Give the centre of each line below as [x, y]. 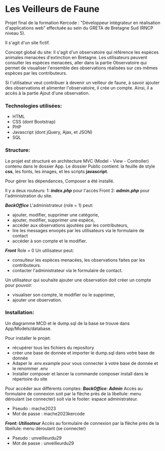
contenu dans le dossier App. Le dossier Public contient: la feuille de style [80, 166]
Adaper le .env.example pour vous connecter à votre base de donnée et [85, 363]
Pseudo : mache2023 [34, 408]
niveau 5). [15, 33]
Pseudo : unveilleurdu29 [37, 438]
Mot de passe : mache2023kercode [49, 414]
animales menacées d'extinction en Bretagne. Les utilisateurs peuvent [76, 57]
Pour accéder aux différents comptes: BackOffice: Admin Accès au [74, 388]
